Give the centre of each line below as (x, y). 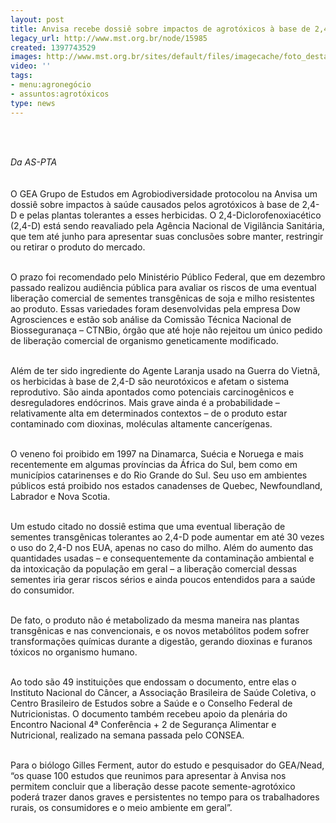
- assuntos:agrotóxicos (60, 94)
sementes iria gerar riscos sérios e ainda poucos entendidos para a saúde (163, 579)
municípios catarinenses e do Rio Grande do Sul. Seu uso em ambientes (159, 475)
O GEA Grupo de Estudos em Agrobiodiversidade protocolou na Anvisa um (164, 193)
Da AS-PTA (34, 162)
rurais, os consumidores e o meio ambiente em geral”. (121, 807)
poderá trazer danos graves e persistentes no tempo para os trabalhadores (165, 797)
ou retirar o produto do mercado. (78, 247)
